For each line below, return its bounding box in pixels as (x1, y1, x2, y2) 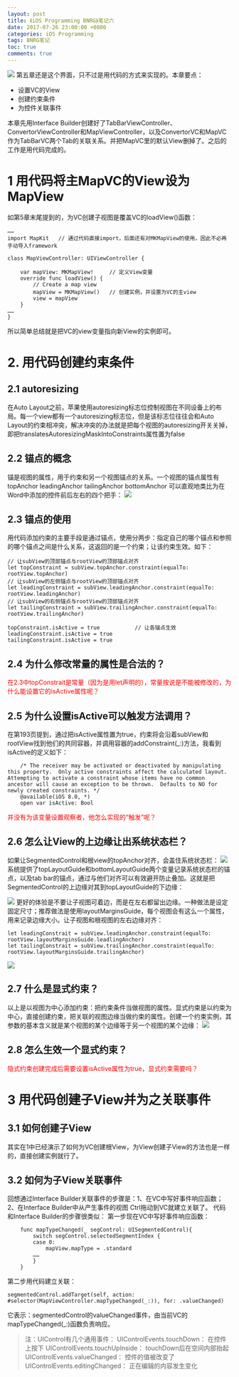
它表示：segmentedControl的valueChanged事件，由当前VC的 (7, 1311, 188, 1319)
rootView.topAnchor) (7, 570, 69, 577)
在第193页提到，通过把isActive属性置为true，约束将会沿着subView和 (7, 731, 208, 739)
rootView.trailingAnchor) (7, 610, 84, 618)
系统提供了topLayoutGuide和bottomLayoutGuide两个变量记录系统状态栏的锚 (7, 864, 230, 873)
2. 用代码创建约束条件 (7, 355, 134, 370)
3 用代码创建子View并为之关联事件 (7, 1091, 211, 1108)
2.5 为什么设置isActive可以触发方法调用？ (7, 710, 193, 722)
